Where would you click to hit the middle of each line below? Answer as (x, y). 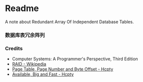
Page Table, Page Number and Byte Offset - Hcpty (63, 69)
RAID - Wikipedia (29, 64)
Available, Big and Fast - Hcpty (43, 74)
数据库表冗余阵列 (25, 35)
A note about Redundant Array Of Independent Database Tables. (70, 22)
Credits (14, 48)
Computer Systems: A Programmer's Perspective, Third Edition (75, 59)
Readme (22, 8)
